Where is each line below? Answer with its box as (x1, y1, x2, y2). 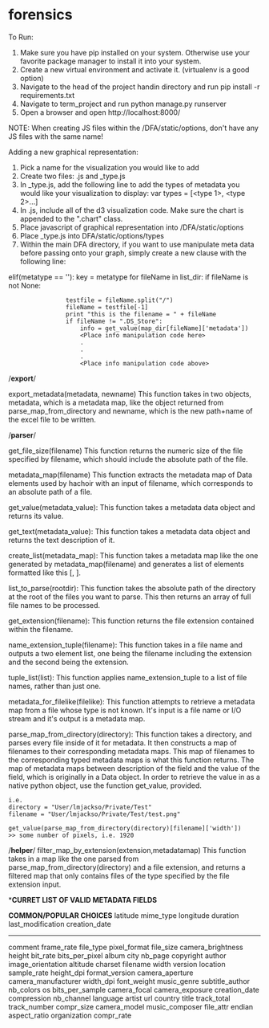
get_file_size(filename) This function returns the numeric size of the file (8, 446, 243, 455)
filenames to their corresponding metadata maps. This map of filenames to (8, 746, 255, 756)
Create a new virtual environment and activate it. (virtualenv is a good (19, 64, 250, 74)
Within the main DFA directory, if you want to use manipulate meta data (19, 239, 255, 249)
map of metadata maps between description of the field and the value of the (8, 763, 260, 773)
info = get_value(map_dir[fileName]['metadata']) (79, 324, 249, 332)
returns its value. (8, 511, 64, 520)
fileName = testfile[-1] (65, 303, 149, 311)
